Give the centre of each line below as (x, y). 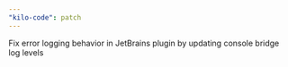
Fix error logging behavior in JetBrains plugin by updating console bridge (144, 43)
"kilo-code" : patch (45, 17)
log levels (26, 52)
